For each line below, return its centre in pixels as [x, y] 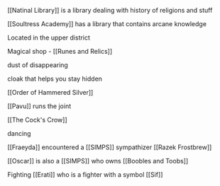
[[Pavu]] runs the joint [39, 106]
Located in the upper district [49, 37]
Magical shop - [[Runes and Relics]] [60, 51]
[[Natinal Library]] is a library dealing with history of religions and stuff [110, 10]
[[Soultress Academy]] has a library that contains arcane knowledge [107, 24]
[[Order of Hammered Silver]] [50, 92]
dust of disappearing [38, 65]
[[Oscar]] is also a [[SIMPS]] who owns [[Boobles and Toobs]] [98, 161]
